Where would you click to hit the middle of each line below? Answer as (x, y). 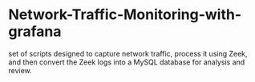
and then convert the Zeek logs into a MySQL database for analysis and (127, 62)
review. (20, 70)
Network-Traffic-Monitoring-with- (125, 15)
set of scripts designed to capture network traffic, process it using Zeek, (128, 53)
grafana (35, 31)
